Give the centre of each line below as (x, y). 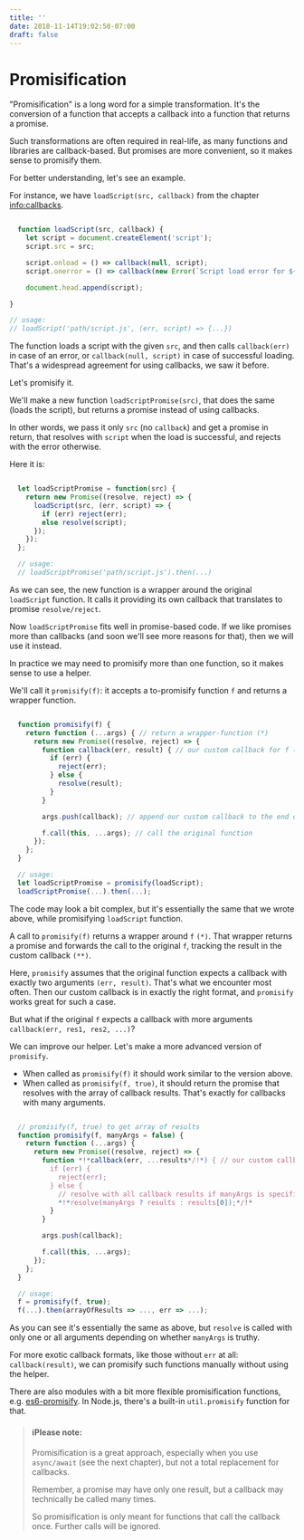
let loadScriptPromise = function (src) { (97, 489)
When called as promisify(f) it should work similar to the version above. (157, 1073)
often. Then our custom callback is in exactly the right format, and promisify (152, 991)
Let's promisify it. (42, 383)
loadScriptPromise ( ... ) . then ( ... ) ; (85, 891)
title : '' (28, 18)
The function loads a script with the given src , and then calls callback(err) (150, 346)
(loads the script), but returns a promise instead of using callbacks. (134, 410)
